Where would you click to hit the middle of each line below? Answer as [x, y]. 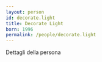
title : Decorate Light [35, 23]
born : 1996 [20, 29]
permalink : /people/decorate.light [51, 35]
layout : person [25, 12]
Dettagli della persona [33, 52]
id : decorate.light [31, 18]
